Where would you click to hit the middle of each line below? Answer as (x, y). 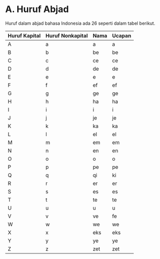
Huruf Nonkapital (67, 35)
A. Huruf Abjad (37, 9)
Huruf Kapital (24, 35)
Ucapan (121, 35)
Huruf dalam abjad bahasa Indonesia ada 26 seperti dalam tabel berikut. (80, 23)
